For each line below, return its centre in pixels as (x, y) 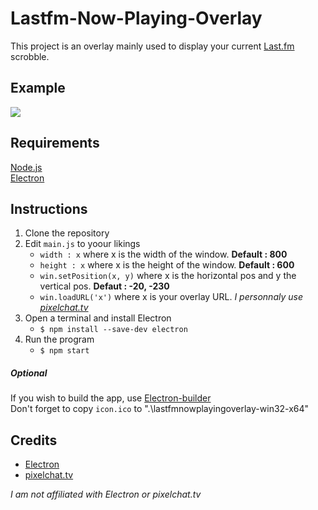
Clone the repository (67, 233)
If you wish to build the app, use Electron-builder (111, 398)
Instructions (49, 208)
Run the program (59, 339)
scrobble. (30, 56)
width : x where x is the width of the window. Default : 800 (163, 254)
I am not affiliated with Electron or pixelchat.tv (106, 494)
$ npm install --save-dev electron (113, 330)
